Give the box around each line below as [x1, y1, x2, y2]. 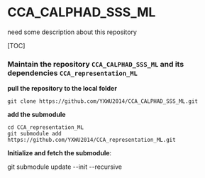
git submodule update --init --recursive [7, 162, 123, 171]
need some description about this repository [7, 28, 137, 36]
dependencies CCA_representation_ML [7, 68, 138, 78]
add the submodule [7, 111, 66, 119]
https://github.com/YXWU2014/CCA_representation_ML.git [7, 136, 176, 144]
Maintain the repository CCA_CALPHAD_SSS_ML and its [7, 59, 184, 69]
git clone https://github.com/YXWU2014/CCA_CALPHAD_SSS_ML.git [7, 98, 199, 105]
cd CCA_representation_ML [7, 124, 84, 131]
